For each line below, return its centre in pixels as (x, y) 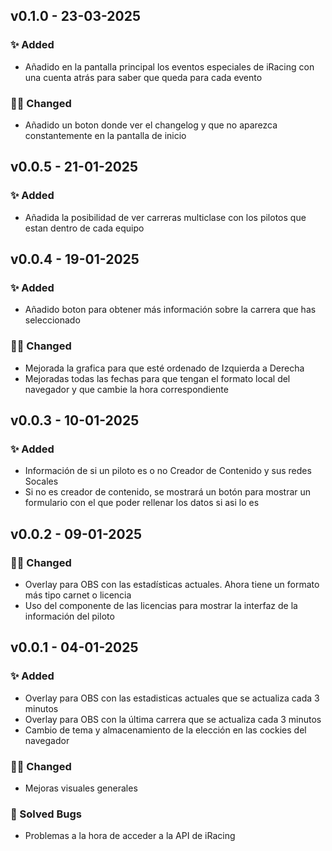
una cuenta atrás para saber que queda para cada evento (143, 77)
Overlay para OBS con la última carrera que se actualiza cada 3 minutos (173, 719)
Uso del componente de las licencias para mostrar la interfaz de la (161, 606)
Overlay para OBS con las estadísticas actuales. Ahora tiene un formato (172, 585)
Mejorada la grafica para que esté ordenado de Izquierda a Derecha (164, 368)
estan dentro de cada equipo (84, 228)
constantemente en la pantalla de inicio (105, 135)
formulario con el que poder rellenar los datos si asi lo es (142, 503)
